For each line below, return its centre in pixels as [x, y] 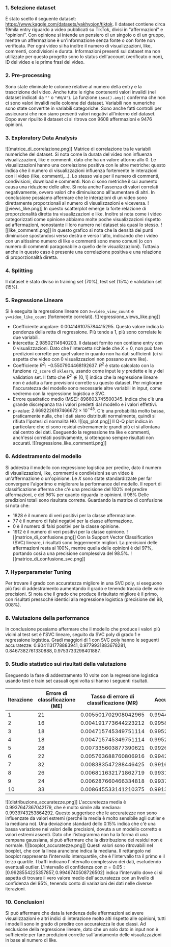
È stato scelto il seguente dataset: [41, 19]
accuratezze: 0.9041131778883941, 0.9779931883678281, [66, 645]
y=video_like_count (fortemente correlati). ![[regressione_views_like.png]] [83, 317]
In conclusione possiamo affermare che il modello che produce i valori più [83, 629]
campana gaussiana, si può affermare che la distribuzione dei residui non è [84, 840]
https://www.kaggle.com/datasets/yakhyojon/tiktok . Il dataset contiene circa [85, 24]
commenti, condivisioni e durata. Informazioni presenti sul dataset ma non [83, 51]
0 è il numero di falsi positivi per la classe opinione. [66, 526]
